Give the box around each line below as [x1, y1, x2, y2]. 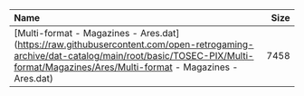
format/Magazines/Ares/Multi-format [14, 61, 174, 73]
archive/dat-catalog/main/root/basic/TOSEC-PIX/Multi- [14, 50, 254, 62]
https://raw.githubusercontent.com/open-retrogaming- [17, 38, 254, 51]
